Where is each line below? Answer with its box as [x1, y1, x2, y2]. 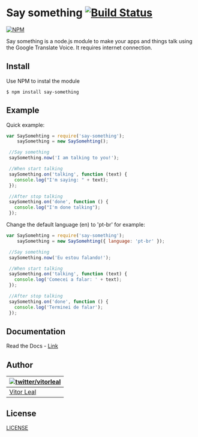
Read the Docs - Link [6, 343, 58, 350]
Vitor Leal [9, 388, 37, 396]
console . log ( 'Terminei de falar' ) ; [14, 304, 103, 310]
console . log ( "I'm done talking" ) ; [14, 204, 101, 210]
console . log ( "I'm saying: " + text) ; [14, 177, 109, 183]
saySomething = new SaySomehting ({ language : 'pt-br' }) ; [17, 238, 165, 244]
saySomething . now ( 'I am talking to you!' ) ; [8, 155, 119, 161]
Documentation [6, 326, 66, 337]
